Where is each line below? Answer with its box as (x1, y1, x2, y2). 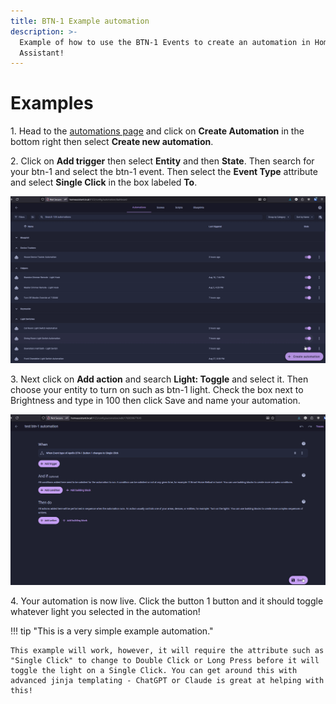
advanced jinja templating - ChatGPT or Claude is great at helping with (10, 676, 325, 686)
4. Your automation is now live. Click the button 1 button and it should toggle (10, 595, 324, 607)
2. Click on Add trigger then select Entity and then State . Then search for (10, 155, 315, 167)
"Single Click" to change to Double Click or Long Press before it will (10, 656, 320, 666)
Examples (10, 92, 94, 115)
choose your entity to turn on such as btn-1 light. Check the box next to (10, 383, 304, 395)
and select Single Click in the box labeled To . (10, 176, 198, 189)
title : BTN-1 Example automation (10, 16, 150, 26)
